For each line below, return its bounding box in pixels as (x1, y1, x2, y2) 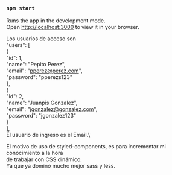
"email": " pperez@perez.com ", (6, 67, 83, 74)
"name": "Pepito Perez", (6, 61, 66, 68)
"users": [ (6, 42, 30, 49)
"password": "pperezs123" (6, 74, 72, 81)
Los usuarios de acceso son (6, 35, 77, 42)
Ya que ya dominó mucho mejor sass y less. (6, 162, 116, 170)
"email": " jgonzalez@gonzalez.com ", (6, 106, 98, 113)
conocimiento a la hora (6, 150, 63, 157)
